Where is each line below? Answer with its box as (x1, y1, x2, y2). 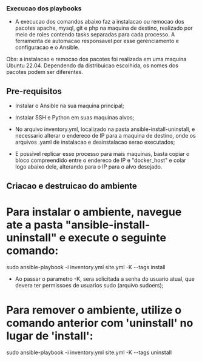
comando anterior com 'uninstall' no (6, 316, 194, 330)
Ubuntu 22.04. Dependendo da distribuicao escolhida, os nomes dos (6, 62, 179, 69)
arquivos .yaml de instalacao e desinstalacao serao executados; (15, 138, 175, 146)
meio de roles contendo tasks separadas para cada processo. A (15, 31, 175, 38)
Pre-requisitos (6, 86, 62, 96)
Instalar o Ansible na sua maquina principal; (15, 102, 124, 110)
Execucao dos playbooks (6, 4, 82, 13)
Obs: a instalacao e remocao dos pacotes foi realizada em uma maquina (6, 56, 187, 63)
